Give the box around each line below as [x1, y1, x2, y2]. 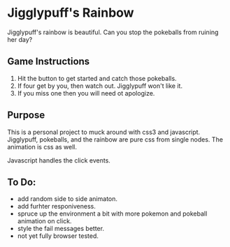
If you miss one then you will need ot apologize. [17, 89, 155, 97]
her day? [7, 35, 33, 43]
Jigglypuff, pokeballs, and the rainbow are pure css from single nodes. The [7, 135, 224, 144]
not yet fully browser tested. [17, 232, 99, 240]
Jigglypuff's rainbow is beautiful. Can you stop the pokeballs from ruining [7, 28, 219, 36]
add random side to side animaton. [17, 195, 117, 203]
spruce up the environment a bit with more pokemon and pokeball [17, 209, 208, 218]
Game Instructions [7, 56, 90, 68]
